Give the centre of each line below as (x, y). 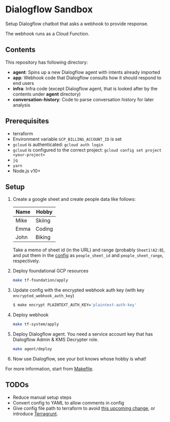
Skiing (43, 221)
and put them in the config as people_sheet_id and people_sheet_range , (88, 255)
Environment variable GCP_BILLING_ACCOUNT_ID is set (67, 139)
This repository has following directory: (47, 62)
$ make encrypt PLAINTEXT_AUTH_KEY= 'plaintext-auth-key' (75, 305)
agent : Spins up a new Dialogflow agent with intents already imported (86, 72)
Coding (44, 229)
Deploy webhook (30, 315)
